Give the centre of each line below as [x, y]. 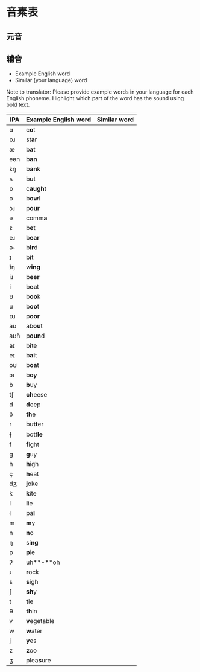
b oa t [33, 365]
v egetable [40, 621]
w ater [34, 631]
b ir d [32, 248]
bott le [35, 434]
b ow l [33, 199]
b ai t [32, 356]
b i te [32, 346]
